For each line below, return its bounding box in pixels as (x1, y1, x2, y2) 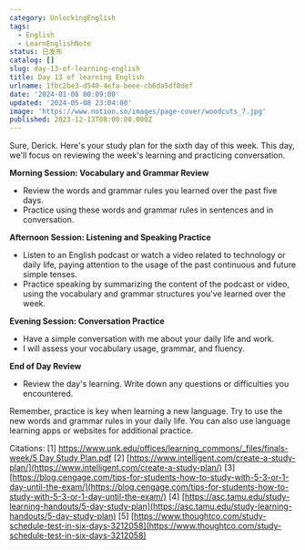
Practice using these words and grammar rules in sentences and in (22, 204, 274, 215)
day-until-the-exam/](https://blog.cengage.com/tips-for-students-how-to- (9, 482, 290, 493)
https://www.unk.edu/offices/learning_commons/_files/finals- (57, 443, 289, 454)
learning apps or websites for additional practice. (9, 425, 194, 436)
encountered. (22, 389, 74, 400)
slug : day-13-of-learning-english (9, 65, 141, 74)
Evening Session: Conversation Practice (9, 316, 166, 327)
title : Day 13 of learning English (9, 73, 145, 82)
